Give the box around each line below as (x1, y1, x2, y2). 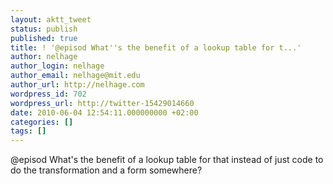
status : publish (10, 24, 78, 34)
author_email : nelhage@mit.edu (10, 71, 141, 81)
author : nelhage (10, 52, 78, 62)
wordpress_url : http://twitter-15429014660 (10, 98, 195, 108)
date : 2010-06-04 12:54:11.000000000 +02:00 (10, 107, 199, 118)
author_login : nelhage (10, 61, 105, 71)
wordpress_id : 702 (10, 89, 87, 99)
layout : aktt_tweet (10, 14, 92, 25)
